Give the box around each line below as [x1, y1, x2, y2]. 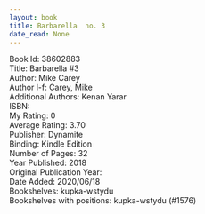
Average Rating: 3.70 [9, 120, 86, 131]
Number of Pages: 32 [9, 148, 88, 159]
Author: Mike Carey [9, 73, 80, 83]
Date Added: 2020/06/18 [9, 177, 101, 187]
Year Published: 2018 [9, 157, 87, 169]
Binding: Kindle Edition [9, 139, 92, 149]
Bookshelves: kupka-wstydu [9, 186, 114, 196]
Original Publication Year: [9, 167, 102, 178]
